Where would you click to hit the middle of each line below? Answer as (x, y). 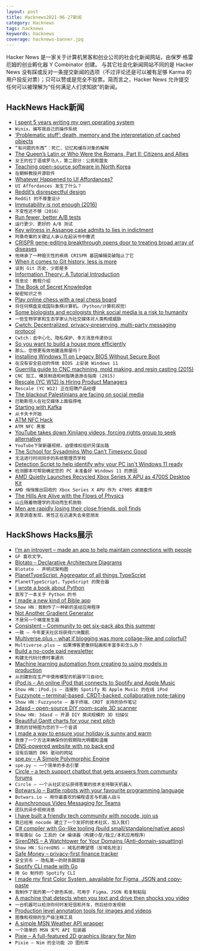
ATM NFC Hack (34, 419)
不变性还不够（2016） (38, 211)
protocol (25, 331)
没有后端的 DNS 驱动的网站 (44, 753)
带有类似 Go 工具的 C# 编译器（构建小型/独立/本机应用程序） (81, 835)
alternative (28, 439)
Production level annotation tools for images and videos (83, 910)
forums (24, 778)
